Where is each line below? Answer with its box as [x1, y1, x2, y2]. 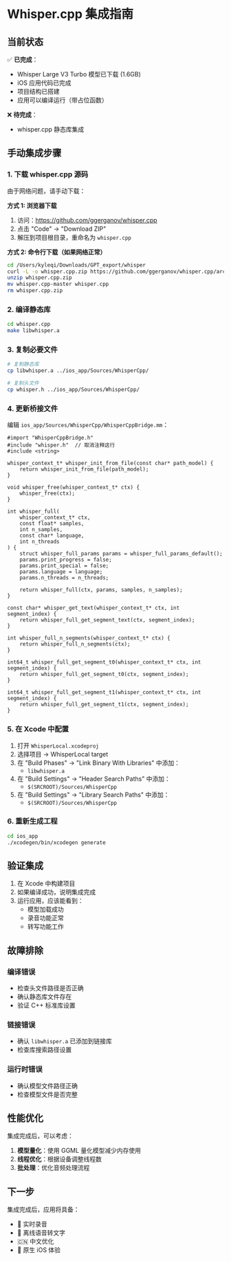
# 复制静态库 [7, 361, 39, 368]
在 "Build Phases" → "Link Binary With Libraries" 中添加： [16, 759, 181, 767]
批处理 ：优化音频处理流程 [16, 1164, 90, 1172]
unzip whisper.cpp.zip [7, 274, 72, 281]
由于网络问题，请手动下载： [7, 187, 86, 195]
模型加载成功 [27, 905, 64, 914]
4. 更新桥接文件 [7, 404, 58, 413]
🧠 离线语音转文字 [16, 1229, 65, 1237]
